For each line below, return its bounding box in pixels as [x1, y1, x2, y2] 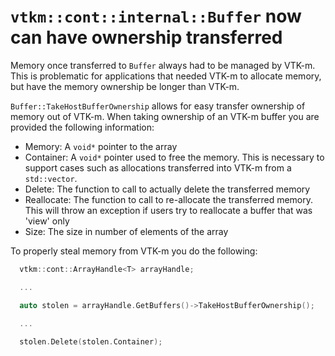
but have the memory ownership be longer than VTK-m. [10, 80, 240, 92]
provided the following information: [10, 121, 155, 133]
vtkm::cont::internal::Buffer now [10, 5, 302, 28]
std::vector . [24, 172, 78, 184]
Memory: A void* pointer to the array [24, 140, 178, 152]
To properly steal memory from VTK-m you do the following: [10, 245, 258, 257]
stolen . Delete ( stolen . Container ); [19, 337, 163, 347]
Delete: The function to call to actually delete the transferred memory [24, 183, 311, 195]
